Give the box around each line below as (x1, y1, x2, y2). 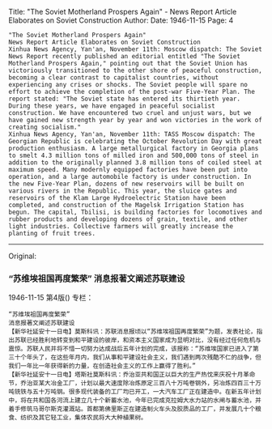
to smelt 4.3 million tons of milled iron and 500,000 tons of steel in (8, 151, 259, 159)
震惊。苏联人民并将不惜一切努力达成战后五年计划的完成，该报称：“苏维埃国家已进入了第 (8, 345, 259, 353)
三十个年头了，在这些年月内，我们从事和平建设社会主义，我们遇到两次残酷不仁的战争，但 (8, 354, 261, 362)
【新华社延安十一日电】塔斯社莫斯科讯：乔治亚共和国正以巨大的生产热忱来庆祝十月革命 (8, 371, 256, 379)
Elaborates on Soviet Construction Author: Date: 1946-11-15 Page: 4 (8, 15, 234, 25)
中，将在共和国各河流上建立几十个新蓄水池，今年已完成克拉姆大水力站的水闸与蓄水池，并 (8, 397, 261, 405)
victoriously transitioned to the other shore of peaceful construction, (8, 66, 263, 74)
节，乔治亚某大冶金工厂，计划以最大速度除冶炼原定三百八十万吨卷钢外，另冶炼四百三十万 (8, 380, 261, 388)
